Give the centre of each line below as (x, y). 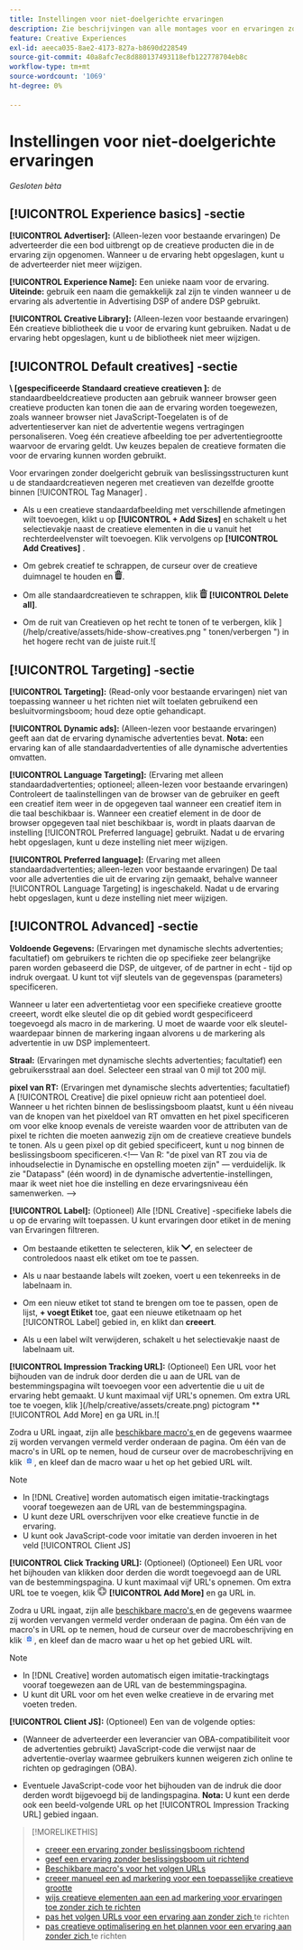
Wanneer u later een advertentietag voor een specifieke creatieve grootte (146, 1004)
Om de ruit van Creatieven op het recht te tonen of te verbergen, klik (150, 622)
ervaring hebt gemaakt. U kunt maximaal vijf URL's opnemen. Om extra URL (150, 1395)
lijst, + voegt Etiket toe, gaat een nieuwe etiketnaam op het (132, 1312)
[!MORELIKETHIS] (64, 1832)
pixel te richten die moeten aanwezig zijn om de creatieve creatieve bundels (150, 1135)
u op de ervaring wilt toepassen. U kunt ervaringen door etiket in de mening (150, 1220)
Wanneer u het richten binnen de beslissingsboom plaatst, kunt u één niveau (151, 1106)
